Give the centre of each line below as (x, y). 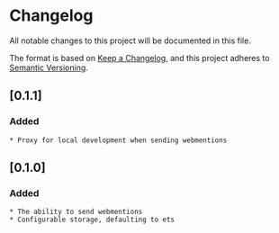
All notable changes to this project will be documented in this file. (130, 40)
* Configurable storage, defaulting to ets (92, 220)
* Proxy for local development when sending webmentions (118, 140)
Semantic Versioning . (49, 67)
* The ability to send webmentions (76, 212)
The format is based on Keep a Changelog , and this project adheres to (139, 58)
